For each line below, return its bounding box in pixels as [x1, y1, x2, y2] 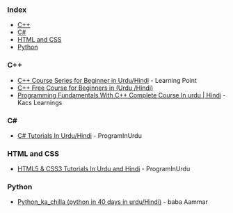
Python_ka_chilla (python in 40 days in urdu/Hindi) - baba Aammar [17, 198, 209, 206]
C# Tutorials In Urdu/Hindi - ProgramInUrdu [17, 131, 143, 140]
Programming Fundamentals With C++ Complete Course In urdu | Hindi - [17, 90, 226, 99]
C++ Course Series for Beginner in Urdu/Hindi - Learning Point [17, 76, 197, 84]
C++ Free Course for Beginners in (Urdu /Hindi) [17, 84, 154, 92]
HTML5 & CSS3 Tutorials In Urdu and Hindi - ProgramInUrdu [17, 165, 191, 173]
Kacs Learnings [17, 98, 63, 106]
